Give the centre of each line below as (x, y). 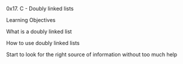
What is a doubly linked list (39, 31)
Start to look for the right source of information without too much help (92, 55)
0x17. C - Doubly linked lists (40, 9)
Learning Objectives (31, 20)
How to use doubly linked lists (43, 43)
